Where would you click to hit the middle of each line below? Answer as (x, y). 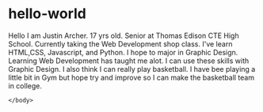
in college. (25, 86)
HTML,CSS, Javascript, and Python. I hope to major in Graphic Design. (123, 52)
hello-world (48, 14)
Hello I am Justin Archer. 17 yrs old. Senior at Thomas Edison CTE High (124, 35)
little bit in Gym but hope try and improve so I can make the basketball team (131, 77)
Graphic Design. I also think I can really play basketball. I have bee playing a (132, 69)
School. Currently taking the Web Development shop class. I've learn (120, 43)
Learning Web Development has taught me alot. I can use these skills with (129, 61)
